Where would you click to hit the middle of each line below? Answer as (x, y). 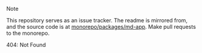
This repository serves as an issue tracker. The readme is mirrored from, (97, 20)
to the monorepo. (28, 33)
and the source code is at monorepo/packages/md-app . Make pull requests (101, 27)
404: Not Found (26, 45)
